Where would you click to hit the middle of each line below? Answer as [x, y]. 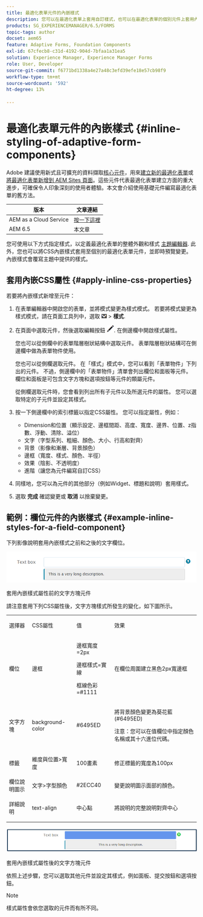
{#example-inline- [138, 517]
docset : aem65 [24, 39]
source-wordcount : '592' [37, 83]
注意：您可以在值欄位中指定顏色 [154, 731]
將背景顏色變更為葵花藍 [144, 712]
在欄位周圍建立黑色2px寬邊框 [151, 669]
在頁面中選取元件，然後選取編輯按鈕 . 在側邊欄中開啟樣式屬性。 [98, 330]
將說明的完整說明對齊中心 [146, 808]
